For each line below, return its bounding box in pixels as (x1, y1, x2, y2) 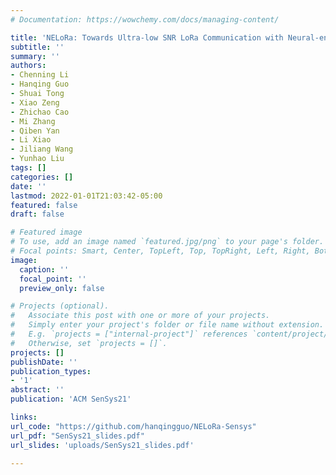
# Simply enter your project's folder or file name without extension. (10, 320, 325, 330)
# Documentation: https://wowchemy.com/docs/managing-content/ (10, 14, 280, 25)
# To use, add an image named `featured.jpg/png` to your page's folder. (10, 237, 325, 247)
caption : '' (19, 264, 70, 275)
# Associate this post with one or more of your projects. (10, 311, 271, 321)
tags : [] (10, 163, 47, 173)
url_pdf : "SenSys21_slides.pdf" (10, 431, 145, 441)
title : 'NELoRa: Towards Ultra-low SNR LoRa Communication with (10, 32, 284, 43)
